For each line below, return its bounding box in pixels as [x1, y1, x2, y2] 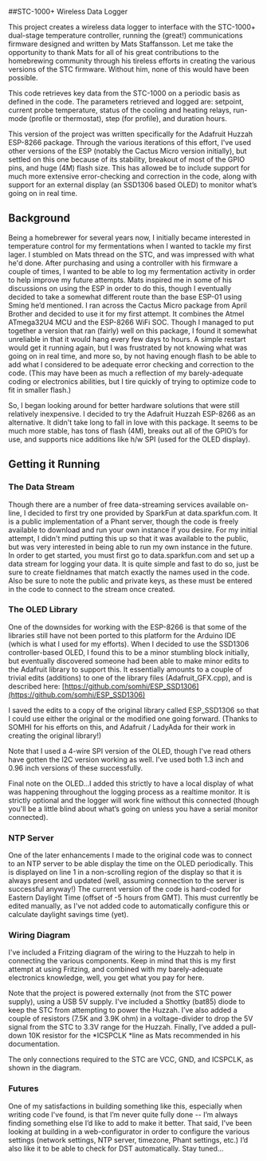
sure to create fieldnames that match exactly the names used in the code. [8, 567, 250, 577]
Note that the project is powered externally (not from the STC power [8, 988, 233, 998]
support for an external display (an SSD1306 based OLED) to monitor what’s [8, 180, 257, 190]
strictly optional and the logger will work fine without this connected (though [8, 795, 259, 805]
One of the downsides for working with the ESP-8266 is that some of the [8, 622, 247, 632]
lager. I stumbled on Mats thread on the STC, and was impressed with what [8, 249, 255, 259]
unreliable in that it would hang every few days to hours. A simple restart [8, 334, 246, 343]
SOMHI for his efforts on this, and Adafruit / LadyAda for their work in [8, 722, 236, 732]
